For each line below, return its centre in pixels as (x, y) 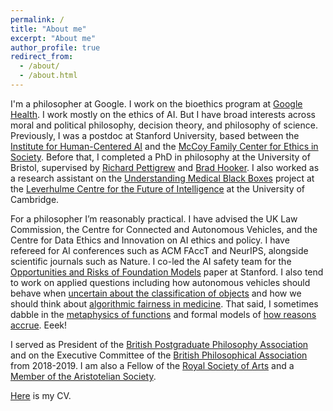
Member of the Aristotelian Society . (83, 376)
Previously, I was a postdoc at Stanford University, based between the (155, 135)
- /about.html (48, 76)
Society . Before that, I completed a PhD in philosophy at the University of (160, 157)
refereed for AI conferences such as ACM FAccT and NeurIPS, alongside (159, 250)
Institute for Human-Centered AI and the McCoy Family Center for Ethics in (164, 146)
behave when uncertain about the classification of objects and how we (156, 293)
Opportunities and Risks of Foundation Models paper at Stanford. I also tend (167, 272)
